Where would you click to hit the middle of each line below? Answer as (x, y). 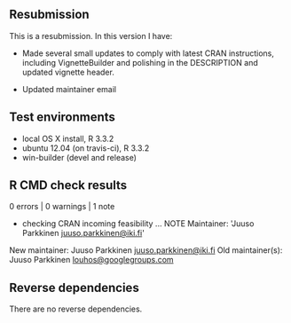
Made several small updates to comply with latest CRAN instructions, (148, 53)
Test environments (62, 118)
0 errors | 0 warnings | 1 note (62, 207)
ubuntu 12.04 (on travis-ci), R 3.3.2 (86, 148)
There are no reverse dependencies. (76, 309)
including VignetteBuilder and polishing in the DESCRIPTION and (140, 62)
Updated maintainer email (69, 89)
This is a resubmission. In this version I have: (91, 35)
